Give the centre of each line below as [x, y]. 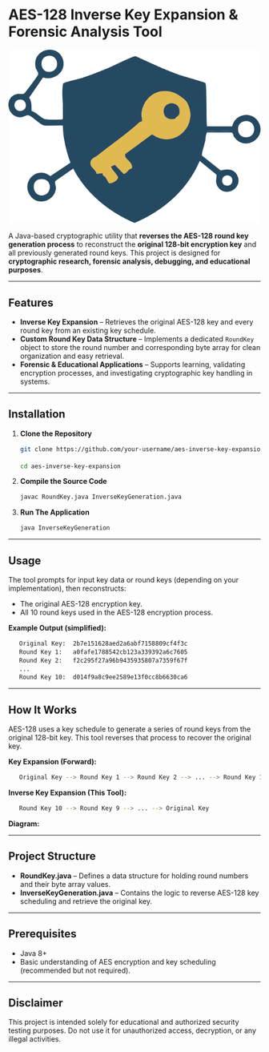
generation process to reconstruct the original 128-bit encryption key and [132, 244]
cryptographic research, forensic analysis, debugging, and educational [129, 261]
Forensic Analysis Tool [85, 32]
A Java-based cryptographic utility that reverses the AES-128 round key [128, 236]
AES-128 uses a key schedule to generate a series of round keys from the [130, 729]
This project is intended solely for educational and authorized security [124, 1022]
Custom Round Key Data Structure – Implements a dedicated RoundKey [137, 339]
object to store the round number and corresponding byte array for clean [140, 347]
